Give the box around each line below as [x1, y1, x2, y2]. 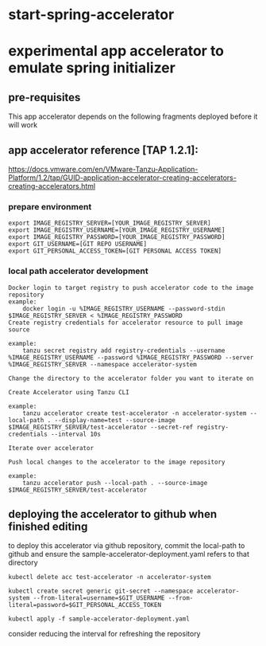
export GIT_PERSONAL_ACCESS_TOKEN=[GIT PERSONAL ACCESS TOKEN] [8, 247, 222, 256]
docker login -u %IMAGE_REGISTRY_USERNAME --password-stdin [22, 304, 226, 312]
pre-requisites [8, 90, 81, 104]
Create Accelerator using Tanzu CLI [8, 388, 129, 396]
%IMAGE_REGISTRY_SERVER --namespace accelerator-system [8, 360, 197, 368]
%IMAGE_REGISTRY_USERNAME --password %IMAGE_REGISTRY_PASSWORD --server [8, 353, 254, 362]
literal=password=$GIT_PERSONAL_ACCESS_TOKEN [8, 601, 161, 609]
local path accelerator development [8, 265, 148, 276]
